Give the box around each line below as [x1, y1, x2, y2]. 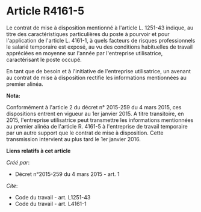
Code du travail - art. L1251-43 [14, 193, 91, 201]
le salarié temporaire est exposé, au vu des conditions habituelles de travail [6, 43, 193, 50]
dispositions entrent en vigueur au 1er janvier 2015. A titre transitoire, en [6, 110, 185, 117]
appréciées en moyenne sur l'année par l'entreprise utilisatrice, [6, 49, 163, 56]
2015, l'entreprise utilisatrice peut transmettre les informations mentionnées [6, 116, 194, 124]
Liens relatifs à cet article [6, 147, 71, 154]
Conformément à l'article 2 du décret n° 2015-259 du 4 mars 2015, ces [6, 103, 182, 111]
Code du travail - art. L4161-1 [14, 200, 87, 207]
